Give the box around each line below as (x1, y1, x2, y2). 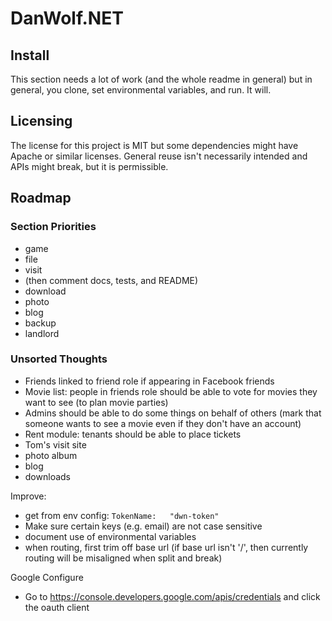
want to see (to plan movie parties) (24, 396, 169, 408)
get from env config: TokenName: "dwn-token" (24, 509, 220, 521)
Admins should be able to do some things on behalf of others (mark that (24, 407, 322, 419)
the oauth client (24, 601, 90, 613)
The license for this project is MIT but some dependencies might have (10, 139, 299, 151)
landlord (24, 327, 60, 339)
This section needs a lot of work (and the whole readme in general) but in (10, 73, 313, 85)
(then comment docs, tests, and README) (24, 274, 199, 286)
